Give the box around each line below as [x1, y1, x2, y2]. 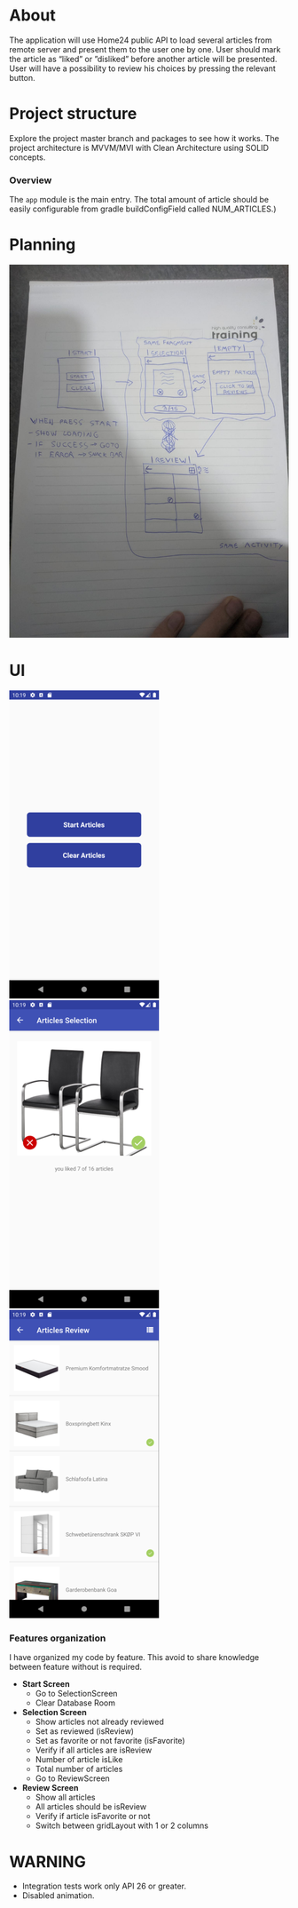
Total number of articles [35, 1764, 123, 1775]
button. [9, 72, 35, 83]
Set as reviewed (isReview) [35, 1726, 135, 1737]
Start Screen [21, 1679, 70, 1689]
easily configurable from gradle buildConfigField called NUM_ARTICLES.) [9, 203, 277, 214]
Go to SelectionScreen [35, 1689, 118, 1699]
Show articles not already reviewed [35, 1716, 164, 1728]
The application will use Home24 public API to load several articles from [9, 35, 272, 45]
